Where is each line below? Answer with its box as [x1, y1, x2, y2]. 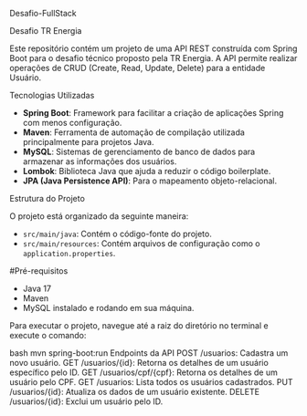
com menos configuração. [22, 118, 122, 128]
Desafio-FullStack [9, 8, 77, 18]
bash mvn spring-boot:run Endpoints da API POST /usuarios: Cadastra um [9, 348, 289, 359]
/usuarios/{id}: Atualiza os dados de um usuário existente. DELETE [9, 387, 260, 397]
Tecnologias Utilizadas [9, 90, 95, 100]
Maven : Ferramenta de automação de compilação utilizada [22, 127, 245, 138]
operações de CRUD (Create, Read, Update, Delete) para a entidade [9, 63, 266, 73]
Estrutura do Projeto [9, 193, 85, 203]
